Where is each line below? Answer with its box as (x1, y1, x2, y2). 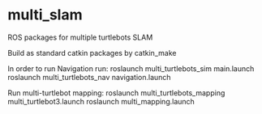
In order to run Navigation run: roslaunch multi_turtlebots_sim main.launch (7, 63, 255, 74)
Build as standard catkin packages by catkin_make (7, 48, 177, 57)
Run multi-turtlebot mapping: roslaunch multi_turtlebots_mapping (7, 87, 225, 98)
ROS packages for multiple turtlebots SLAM (7, 32, 153, 42)
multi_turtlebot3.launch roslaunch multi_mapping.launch (7, 96, 195, 106)
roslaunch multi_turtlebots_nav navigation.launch (7, 72, 171, 82)
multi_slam (7, 6, 83, 24)
